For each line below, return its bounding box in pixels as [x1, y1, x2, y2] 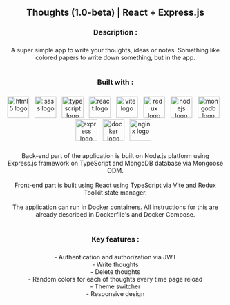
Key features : [91, 235, 140, 244]
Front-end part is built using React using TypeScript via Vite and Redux [14, 181, 217, 190]
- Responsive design [86, 290, 145, 298]
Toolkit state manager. [84, 188, 147, 197]
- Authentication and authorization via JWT [54, 253, 177, 262]
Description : [93, 28, 137, 37]
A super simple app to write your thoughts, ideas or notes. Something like [10, 46, 220, 55]
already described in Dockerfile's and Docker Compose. [35, 210, 195, 219]
